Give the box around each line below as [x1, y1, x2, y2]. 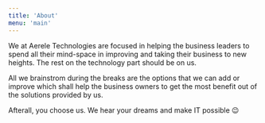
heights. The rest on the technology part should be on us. [8, 57, 197, 67]
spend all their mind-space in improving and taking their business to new [8, 49, 247, 59]
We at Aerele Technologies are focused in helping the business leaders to [8, 40, 250, 50]
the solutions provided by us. [8, 90, 103, 99]
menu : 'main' [8, 19, 52, 27]
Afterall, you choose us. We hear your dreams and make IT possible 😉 [8, 105, 240, 115]
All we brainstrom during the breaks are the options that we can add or [8, 73, 240, 83]
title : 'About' [8, 11, 59, 20]
